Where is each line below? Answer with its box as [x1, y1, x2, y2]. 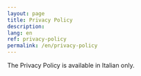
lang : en [7, 29, 33, 37]
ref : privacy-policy [7, 36, 67, 43]
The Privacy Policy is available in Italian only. [7, 61, 135, 69]
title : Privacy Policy [7, 17, 73, 23]
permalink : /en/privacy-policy [7, 42, 98, 49]
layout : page [7, 10, 45, 17]
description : [7, 23, 45, 30]
